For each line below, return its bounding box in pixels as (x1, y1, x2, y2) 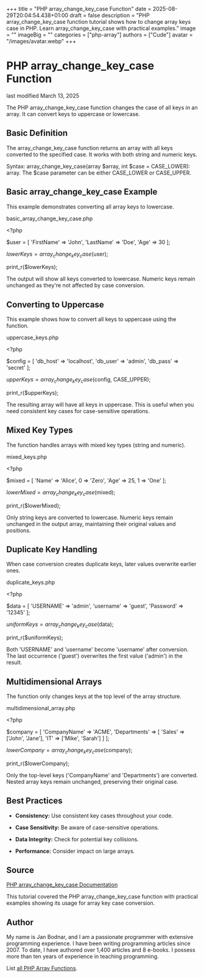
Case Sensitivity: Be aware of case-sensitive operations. (15, 824, 160, 831)
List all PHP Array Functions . (6, 965, 78, 972)
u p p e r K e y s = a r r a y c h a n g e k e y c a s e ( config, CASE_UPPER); (6, 376, 151, 384)
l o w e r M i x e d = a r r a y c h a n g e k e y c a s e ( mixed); (6, 488, 116, 497)
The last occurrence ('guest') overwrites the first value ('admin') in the (6, 652, 183, 660)
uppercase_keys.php (6, 334, 59, 341)
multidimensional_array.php (6, 705, 76, 711)
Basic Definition (6, 128, 68, 138)
